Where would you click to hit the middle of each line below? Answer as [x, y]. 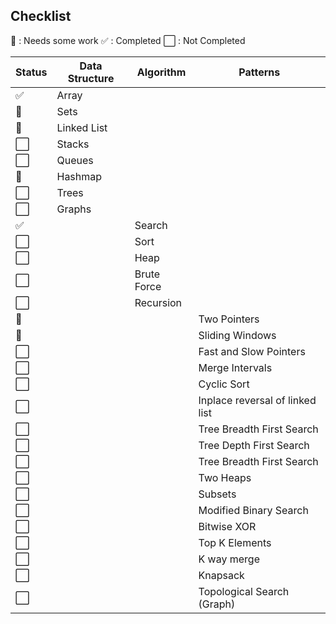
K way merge [229, 559]
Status [31, 72]
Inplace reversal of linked [257, 400]
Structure [91, 78]
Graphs [74, 209]
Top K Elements [235, 542]
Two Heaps [225, 477]
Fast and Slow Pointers [252, 351]
